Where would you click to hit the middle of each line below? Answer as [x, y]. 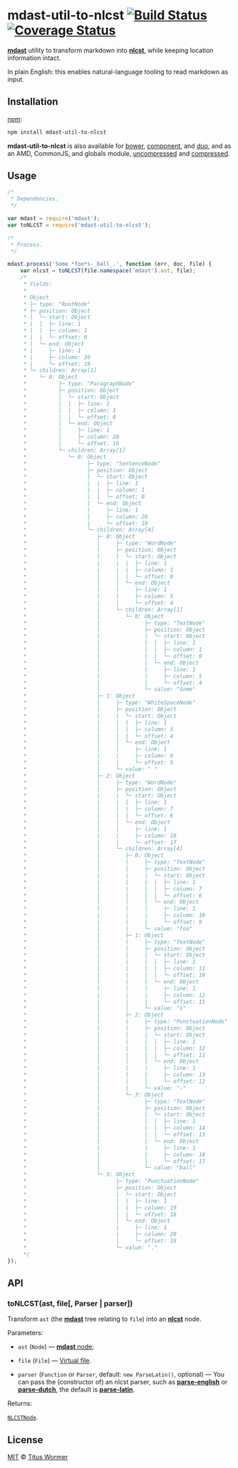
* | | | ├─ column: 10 [114, 916]
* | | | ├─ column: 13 [114, 1075]
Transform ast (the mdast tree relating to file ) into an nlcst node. [104, 1319]
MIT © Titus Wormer [38, 1457]
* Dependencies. [35, 199]
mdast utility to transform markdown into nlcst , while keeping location [110, 50]
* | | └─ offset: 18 [100, 1214]
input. [16, 79]
